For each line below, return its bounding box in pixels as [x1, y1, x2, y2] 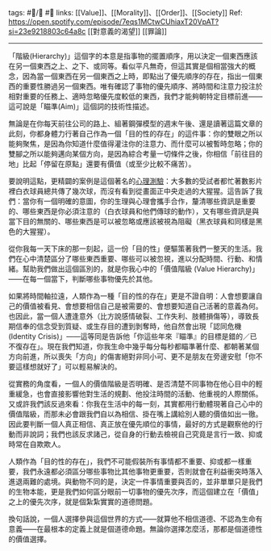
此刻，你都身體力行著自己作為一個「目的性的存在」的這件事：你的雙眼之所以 [8, 129, 263, 138]
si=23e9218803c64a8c [8, 27, 86, 35]
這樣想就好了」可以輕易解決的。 [15, 362, 122, 371]
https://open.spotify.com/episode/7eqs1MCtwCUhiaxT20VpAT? [8, 17, 219, 27]
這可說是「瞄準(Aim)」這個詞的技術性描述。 [8, 102, 154, 111]
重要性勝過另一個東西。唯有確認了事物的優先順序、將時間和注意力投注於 [22, 81, 263, 91]
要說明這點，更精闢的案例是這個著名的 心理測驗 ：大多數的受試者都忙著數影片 [8, 177, 263, 186]
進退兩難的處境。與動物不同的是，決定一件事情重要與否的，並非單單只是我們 [8, 477, 263, 486]
